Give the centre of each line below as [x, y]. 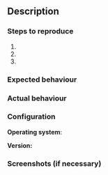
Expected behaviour [42, 79]
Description [33, 12]
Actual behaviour [37, 98]
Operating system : [35, 132]
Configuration [31, 116]
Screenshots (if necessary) [54, 163]
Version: [20, 145]
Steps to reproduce [40, 31]
